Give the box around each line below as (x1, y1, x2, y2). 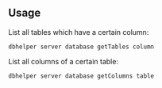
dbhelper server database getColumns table (8, 71, 155, 80)
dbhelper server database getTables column (8, 43, 155, 51)
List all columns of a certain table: (8, 56, 119, 66)
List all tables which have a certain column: (8, 27, 149, 36)
